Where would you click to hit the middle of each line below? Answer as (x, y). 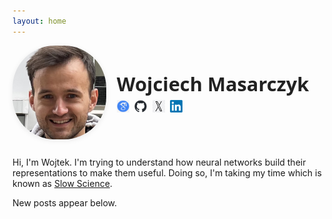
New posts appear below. (65, 202)
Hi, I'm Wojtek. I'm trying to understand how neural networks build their (159, 162)
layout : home (39, 21)
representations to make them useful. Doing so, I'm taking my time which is (167, 172)
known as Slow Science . (62, 183)
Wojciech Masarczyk (213, 83)
